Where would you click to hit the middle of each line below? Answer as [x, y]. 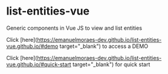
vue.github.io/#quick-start [39, 64]
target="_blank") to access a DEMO [104, 46]
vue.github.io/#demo [32, 46]
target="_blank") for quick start [111, 64]
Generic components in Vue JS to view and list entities [74, 28]
